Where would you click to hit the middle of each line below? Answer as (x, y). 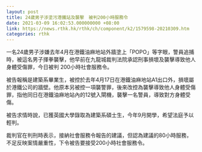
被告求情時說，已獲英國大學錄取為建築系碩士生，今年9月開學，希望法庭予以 (100, 115)
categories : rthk (28, 34)
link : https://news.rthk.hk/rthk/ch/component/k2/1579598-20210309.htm (98, 29)
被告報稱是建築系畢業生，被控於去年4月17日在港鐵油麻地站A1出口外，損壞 (98, 80)
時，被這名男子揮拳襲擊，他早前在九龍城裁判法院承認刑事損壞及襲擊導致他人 (101, 59)
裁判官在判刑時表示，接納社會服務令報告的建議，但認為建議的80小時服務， (99, 135)
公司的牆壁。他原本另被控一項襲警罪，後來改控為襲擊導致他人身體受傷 (109, 87)
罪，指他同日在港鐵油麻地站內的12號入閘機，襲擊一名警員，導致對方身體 (96, 95)
